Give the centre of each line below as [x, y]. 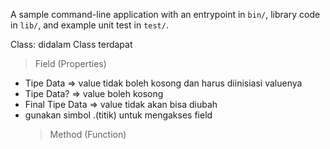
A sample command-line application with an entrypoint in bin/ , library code [165, 14]
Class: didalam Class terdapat [71, 44]
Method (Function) [88, 134]
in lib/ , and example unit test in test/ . [89, 25]
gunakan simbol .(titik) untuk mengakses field [118, 115]
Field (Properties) [70, 63]
